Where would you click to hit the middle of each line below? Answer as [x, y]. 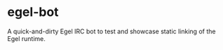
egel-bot [33, 12]
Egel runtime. [26, 38]
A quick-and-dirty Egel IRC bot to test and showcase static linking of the [111, 31]
